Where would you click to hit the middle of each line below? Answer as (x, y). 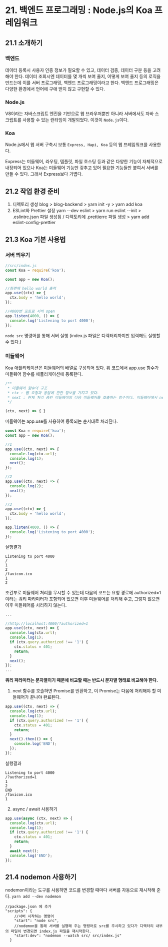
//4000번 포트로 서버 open (30, 311)
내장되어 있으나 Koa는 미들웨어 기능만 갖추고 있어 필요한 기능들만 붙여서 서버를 (82, 168)
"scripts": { (19, 911)
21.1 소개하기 (24, 43)
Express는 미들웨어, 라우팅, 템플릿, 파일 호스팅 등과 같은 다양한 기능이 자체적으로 (84, 162)
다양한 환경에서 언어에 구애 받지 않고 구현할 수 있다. (55, 89)
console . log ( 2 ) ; (26, 486)
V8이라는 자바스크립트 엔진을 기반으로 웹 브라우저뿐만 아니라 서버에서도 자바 (79, 114)
